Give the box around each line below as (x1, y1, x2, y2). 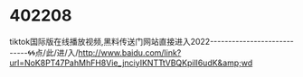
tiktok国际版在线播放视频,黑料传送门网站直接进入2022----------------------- (9, 36, 294, 47)
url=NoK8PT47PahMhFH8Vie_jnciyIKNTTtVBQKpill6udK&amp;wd (9, 57, 253, 68)
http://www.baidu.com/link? (78, 47, 182, 58)
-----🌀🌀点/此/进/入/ (9, 47, 79, 58)
